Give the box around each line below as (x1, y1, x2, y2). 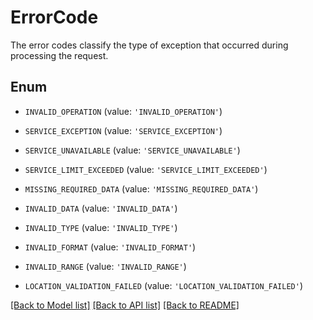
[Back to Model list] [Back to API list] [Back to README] (10, 299, 240, 311)
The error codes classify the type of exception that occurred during (10, 39, 289, 51)
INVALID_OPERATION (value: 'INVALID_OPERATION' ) (24, 105, 223, 117)
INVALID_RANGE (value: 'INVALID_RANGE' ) (24, 260, 187, 272)
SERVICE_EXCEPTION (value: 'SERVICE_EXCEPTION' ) (24, 124, 223, 136)
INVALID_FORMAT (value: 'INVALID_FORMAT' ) (24, 241, 197, 253)
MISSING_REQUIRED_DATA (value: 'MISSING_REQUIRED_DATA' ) (24, 182, 259, 195)
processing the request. (10, 49, 109, 61)
